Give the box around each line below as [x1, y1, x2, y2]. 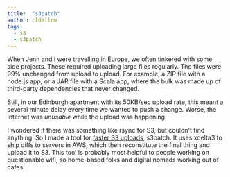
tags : [7, 23, 23, 30]
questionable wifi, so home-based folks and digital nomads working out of [7, 155, 220, 164]
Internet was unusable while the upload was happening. [7, 112, 167, 121]
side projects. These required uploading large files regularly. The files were [7, 62, 222, 71]
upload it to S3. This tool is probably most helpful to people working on [7, 149, 210, 157]
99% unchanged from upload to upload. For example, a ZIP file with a [7, 70, 206, 78]
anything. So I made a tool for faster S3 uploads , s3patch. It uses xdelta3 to [7, 133, 223, 142]
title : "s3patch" [7, 10, 60, 17]
